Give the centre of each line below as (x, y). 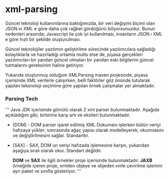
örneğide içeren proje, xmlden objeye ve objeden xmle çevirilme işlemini (87, 166)
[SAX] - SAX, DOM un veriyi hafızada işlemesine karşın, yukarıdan (81, 145)
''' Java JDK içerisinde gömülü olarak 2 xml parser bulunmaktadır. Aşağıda (82, 110)
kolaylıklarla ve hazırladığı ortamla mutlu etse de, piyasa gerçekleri (74, 54)
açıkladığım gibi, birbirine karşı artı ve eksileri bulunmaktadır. (68, 115)
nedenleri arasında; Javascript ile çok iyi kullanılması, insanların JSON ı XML (84, 34)
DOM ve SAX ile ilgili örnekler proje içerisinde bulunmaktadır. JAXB (82, 160)
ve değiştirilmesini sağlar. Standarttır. (51, 136)
